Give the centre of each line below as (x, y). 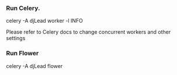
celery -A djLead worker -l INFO (44, 21)
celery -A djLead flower (34, 66)
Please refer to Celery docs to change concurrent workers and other (88, 32)
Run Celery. (23, 8)
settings (16, 38)
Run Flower (22, 53)
